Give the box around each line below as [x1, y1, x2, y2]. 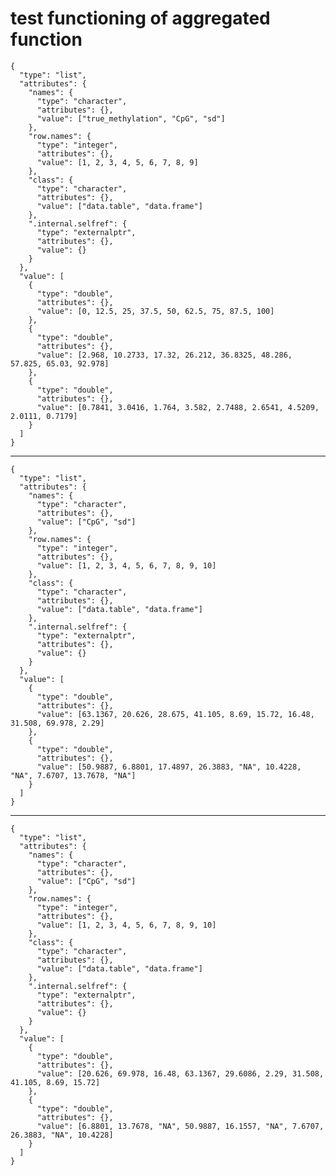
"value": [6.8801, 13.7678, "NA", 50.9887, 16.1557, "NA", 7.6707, [36, 1121, 325, 1131]
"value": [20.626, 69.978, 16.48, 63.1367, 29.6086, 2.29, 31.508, [36, 1068, 325, 1079]
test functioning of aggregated [10, 7, 271, 30]
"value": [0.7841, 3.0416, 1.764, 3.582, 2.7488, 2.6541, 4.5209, [36, 402, 320, 412]
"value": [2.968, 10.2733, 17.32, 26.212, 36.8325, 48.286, [36, 350, 293, 360]
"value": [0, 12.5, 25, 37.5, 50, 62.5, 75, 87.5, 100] [36, 306, 275, 316]
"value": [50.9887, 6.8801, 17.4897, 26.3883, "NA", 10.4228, [36, 762, 302, 772]
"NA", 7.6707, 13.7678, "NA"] [10, 770, 137, 781]
